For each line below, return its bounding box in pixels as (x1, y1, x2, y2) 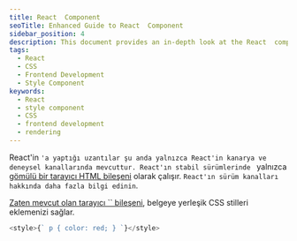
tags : (9, 46, 29, 55)
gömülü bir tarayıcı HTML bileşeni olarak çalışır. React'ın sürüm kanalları (9, 170, 279, 181)
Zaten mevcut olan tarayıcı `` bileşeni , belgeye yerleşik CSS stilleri (9, 197, 249, 207)
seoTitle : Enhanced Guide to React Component (9, 21, 184, 30)
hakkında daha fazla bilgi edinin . (9, 180, 139, 191)
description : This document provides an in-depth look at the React (9, 37, 267, 47)
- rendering (17, 128, 62, 137)
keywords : (9, 87, 46, 95)
